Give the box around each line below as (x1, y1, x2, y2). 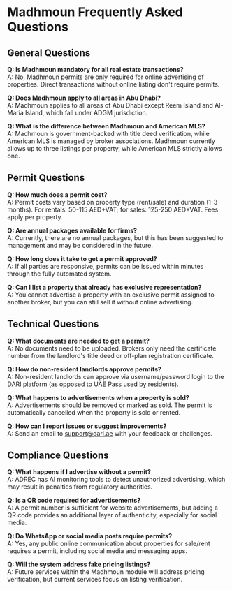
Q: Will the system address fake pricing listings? (7, 560, 151, 569)
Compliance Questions (7, 450, 110, 462)
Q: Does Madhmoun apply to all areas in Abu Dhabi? (7, 94, 161, 102)
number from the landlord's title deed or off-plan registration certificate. (7, 351, 215, 360)
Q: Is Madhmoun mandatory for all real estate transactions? (7, 66, 184, 73)
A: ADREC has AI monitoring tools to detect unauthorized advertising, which (7, 475, 226, 484)
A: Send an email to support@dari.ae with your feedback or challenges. (7, 429, 213, 437)
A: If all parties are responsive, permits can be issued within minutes (7, 262, 204, 270)
